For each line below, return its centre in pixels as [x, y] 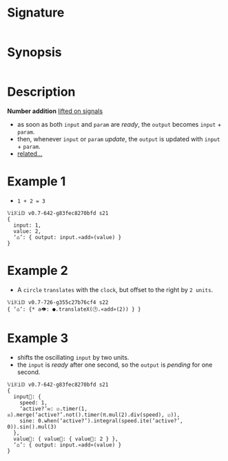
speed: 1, [34, 402]
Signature [36, 13]
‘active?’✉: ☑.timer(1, [54, 409]
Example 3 [38, 338]
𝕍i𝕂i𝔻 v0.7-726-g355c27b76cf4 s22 [58, 302]
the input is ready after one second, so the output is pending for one [115, 365]
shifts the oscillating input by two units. [73, 357]
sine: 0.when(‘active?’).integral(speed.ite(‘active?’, [102, 421]
